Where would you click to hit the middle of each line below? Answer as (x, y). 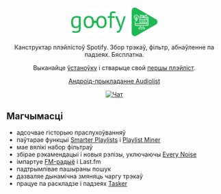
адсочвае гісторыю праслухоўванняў (71, 133)
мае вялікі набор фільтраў (54, 147)
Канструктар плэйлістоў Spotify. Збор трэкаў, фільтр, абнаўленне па (114, 47)
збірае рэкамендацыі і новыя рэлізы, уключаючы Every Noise (106, 154)
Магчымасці (35, 116)
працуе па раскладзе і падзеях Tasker (72, 184)
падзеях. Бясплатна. (114, 55)
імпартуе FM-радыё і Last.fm (58, 162)
